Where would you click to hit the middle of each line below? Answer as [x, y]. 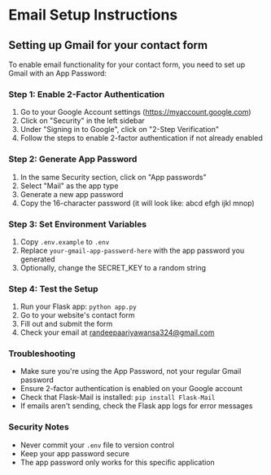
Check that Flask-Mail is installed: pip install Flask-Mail [118, 398]
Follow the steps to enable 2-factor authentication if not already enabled [141, 138]
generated [37, 259]
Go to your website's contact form [78, 315]
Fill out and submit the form [66, 324]
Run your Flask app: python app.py [78, 306]
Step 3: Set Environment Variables [78, 224]
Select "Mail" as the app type [69, 186]
